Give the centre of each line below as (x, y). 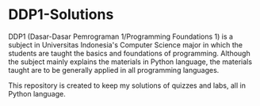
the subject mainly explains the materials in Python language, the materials (130, 62)
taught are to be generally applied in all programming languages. (114, 70)
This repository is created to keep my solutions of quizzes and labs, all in (127, 85)
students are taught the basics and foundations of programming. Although (130, 53)
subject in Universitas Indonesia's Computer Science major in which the (126, 44)
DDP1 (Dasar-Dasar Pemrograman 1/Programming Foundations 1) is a (121, 36)
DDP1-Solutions (61, 15)
